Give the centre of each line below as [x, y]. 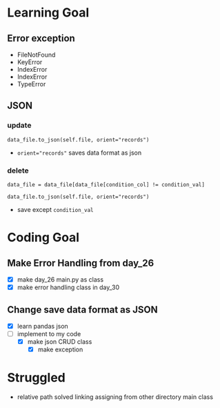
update [19, 126]
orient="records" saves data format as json [79, 153]
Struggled [36, 378]
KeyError [30, 62]
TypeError [31, 84]
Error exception [41, 38]
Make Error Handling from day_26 [81, 263]
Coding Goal [43, 238]
